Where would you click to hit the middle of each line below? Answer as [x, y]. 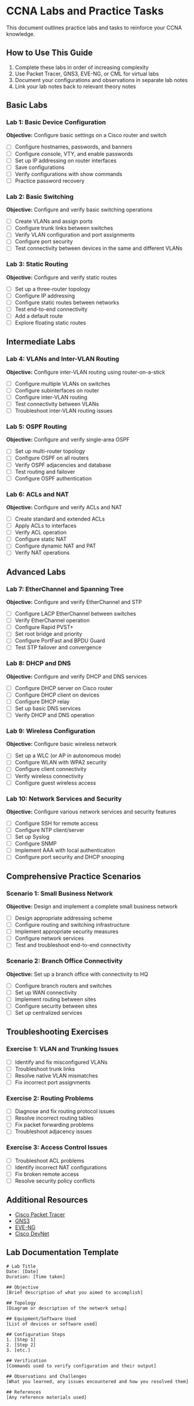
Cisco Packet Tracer [40, 1214]
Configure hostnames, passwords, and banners [74, 147]
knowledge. [21, 34]
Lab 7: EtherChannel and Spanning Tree [65, 589]
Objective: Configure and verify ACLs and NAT [64, 507]
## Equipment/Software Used [41, 1319]
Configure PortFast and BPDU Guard [60, 641]
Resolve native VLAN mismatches [56, 1075]
